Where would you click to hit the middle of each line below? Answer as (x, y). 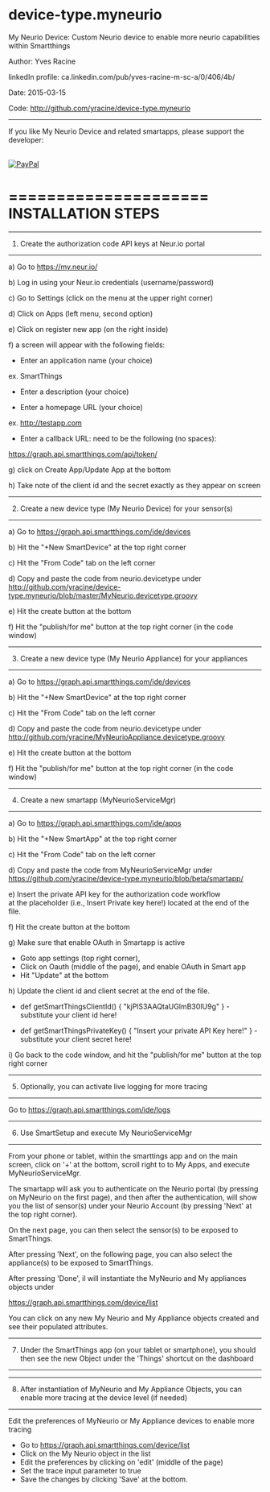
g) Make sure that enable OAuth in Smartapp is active (97, 942)
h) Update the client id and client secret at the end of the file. (109, 991)
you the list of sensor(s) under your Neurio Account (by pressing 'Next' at (130, 1205)
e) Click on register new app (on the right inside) (88, 329)
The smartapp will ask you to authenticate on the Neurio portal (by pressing (133, 1188)
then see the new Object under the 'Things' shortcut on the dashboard (137, 1358)
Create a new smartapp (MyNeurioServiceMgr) (98, 800)
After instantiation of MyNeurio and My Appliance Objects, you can (131, 1389)
